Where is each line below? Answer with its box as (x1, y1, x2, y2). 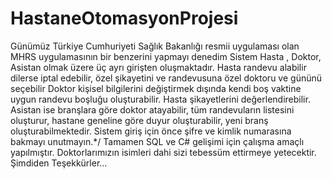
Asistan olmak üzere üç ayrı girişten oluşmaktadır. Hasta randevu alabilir (10, 61, 307, 73)
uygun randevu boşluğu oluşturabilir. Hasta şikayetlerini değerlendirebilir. (10, 93, 311, 105)
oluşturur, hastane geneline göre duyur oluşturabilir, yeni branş (10, 114, 269, 126)
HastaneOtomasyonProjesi (10, 7, 239, 30)
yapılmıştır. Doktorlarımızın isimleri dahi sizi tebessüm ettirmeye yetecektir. (10, 146, 317, 158)
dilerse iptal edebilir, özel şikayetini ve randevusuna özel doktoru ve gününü (10, 72, 323, 84)
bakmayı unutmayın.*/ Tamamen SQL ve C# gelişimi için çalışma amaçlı (10, 135, 305, 147)
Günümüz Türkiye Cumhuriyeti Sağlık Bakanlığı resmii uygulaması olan (10, 40, 300, 52)
